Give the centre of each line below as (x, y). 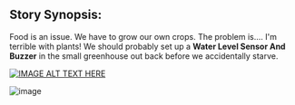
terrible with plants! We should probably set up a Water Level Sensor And (147, 46)
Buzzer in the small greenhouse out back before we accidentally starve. (144, 56)
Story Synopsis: (56, 15)
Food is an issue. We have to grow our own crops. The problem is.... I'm (143, 36)
